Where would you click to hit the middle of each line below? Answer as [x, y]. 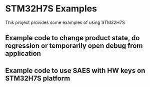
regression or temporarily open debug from [74, 46]
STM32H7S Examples [51, 9]
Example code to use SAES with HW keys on [75, 70]
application [23, 53]
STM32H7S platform [38, 78]
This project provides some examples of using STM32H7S [65, 22]
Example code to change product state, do [72, 38]
